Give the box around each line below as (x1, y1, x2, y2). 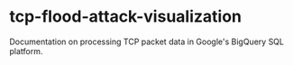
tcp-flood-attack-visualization (9, 6, 242, 27)
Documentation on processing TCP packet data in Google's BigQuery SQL (9, 36, 284, 47)
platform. (9, 45, 43, 56)
